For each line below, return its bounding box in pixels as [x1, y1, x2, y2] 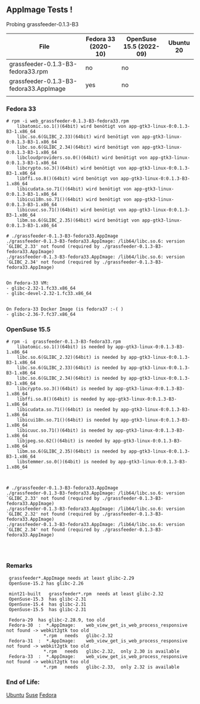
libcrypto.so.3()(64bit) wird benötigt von [17, 165, 127, 171]
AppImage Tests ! [6, 5, 73, 15]
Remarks [6, 561, 33, 570]
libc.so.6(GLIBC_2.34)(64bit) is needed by [17, 376, 127, 382]
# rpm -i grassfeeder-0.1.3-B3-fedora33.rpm [6, 339, 121, 345]
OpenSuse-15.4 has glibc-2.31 [8, 601, 86, 607]
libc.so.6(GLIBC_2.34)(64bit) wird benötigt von [17, 145, 140, 150]
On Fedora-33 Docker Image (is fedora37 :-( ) [6, 306, 124, 312]
